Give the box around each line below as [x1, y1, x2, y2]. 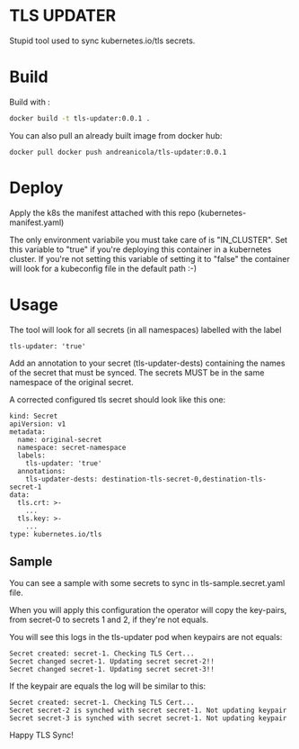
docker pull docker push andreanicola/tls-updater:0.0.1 [9, 148, 227, 157]
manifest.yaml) [9, 217, 65, 228]
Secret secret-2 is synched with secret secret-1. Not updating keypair [9, 706, 287, 716]
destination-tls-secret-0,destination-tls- [101, 474, 268, 483]
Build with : [9, 96, 51, 107]
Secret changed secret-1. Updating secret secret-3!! [9, 665, 215, 674]
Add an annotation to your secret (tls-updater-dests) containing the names [9, 357, 286, 368]
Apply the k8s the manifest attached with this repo [9, 207, 196, 218]
